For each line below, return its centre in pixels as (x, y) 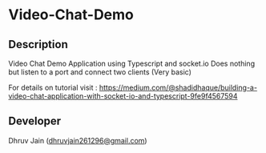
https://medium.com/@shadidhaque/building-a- (178, 87)
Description (38, 44)
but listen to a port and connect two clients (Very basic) (100, 72)
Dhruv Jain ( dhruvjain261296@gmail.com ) (78, 140)
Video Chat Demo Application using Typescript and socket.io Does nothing (131, 63)
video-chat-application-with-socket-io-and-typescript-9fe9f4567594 (123, 96)
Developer (35, 121)
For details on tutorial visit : (53, 87)
